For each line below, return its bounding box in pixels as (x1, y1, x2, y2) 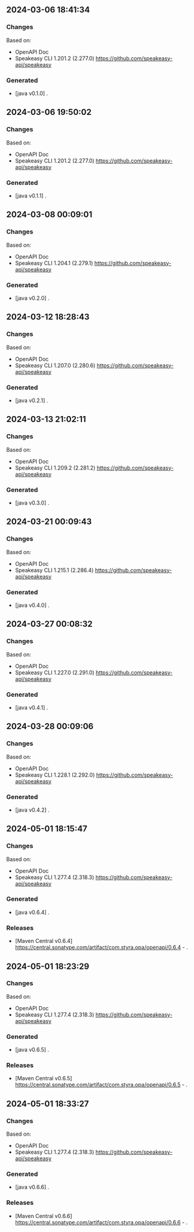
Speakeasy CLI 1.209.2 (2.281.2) (14, 464, 96, 471)
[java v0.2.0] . (14, 294, 50, 302)
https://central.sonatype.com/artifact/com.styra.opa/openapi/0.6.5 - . (14, 1081, 188, 1089)
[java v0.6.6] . (14, 1183, 49, 1191)
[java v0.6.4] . (14, 909, 50, 916)
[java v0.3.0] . (14, 499, 49, 506)
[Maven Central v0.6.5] (14, 1075, 72, 1082)
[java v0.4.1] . (14, 704, 48, 711)
